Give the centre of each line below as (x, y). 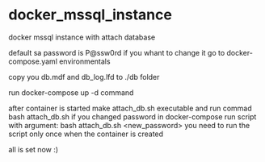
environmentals (85, 61)
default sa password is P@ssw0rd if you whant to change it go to (117, 52)
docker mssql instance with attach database (82, 37)
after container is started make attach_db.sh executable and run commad (130, 108)
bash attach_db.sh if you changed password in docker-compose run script (132, 116)
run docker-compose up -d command (71, 92)
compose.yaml (33, 61)
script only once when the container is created (86, 134)
